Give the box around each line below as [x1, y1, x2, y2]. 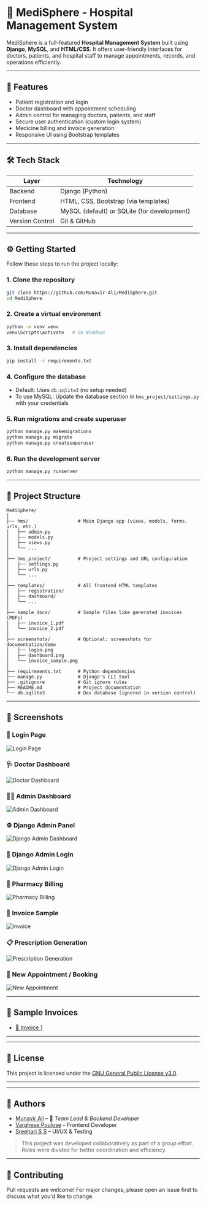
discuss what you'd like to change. [6, 1193, 94, 1200]
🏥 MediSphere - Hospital [6, 6, 134, 20]
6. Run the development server [6, 454, 101, 463]
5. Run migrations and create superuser [6, 414, 127, 423]
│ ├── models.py [6, 534, 53, 540]
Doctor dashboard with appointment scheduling [15, 104, 136, 112]
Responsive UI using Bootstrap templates [15, 131, 120, 138]
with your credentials [15, 399, 69, 407]
